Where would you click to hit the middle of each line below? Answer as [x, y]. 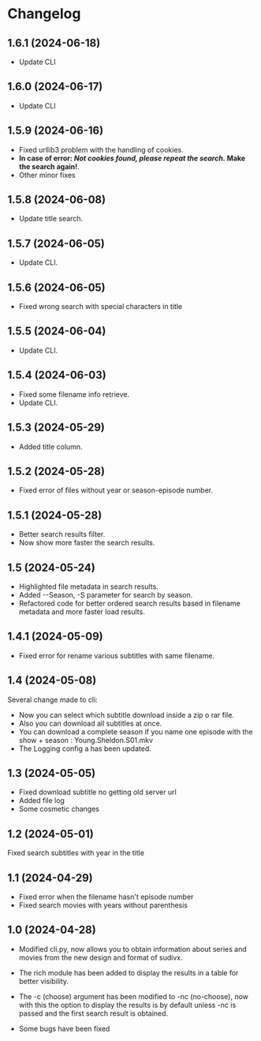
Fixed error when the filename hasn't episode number [106, 897]
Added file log [41, 801]
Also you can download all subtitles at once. [90, 723]
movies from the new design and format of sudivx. [101, 957]
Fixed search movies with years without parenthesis [103, 905]
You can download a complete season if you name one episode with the [136, 731]
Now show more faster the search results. [87, 543]
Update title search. [51, 219]
